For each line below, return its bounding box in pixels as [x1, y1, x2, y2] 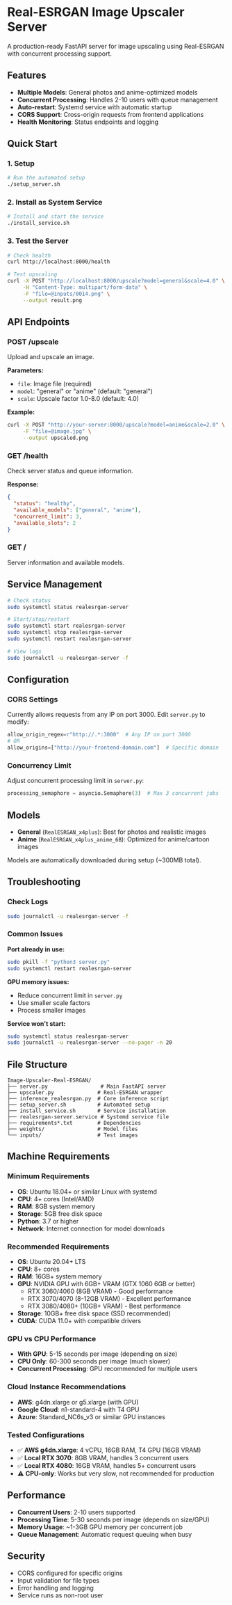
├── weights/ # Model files [7, 1125, 138, 1133]
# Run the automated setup [7, 175, 85, 182]
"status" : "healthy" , [13, 500, 76, 507]
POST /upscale [7, 337, 59, 347]
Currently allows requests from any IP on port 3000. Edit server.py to [7, 711, 206, 719]
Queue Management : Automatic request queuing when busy [17, 1530, 192, 1538]
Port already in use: [7, 944, 65, 954]
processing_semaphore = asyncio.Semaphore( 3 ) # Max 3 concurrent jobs [7, 790, 219, 797]
